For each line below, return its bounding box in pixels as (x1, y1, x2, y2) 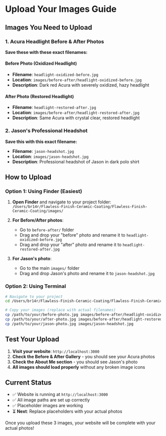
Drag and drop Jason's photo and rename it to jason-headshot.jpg (19, 271, 155, 277)
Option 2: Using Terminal (5, 283, 66, 290)
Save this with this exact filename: (5, 139, 78, 145)
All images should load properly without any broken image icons (12, 364, 145, 370)
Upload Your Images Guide (5, 3, 117, 15)
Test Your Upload (5, 335, 59, 343)
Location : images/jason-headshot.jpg (12, 153, 89, 159)
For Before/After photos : (12, 217, 64, 223)
